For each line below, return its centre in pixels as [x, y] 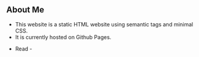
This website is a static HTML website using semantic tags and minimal [104, 24]
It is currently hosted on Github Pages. [63, 37]
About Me [25, 10]
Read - [23, 49]
